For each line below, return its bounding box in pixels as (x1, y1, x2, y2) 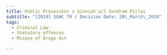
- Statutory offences (11, 30, 65, 36)
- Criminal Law (11, 24, 49, 31)
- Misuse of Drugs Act (11, 35, 67, 41)
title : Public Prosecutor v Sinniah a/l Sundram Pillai (6, 8, 146, 14)
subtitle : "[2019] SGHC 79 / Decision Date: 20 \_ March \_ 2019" (6, 14, 162, 20)
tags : (6, 19, 19, 25)
